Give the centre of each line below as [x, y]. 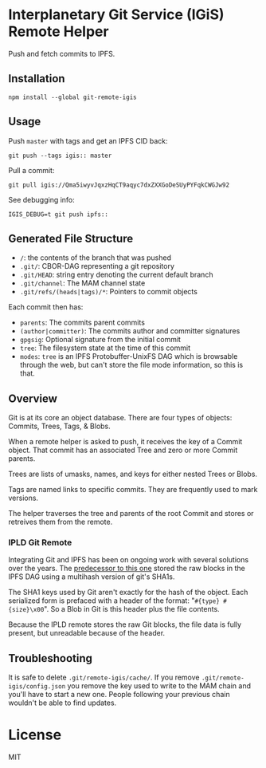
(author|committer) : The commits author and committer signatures [130, 331]
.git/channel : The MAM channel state [82, 283]
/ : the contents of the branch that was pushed [96, 258]
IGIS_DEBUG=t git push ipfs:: [59, 214]
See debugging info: [42, 199]
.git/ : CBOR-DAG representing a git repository [97, 266]
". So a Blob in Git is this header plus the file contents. [132, 609]
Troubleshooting [51, 658]
